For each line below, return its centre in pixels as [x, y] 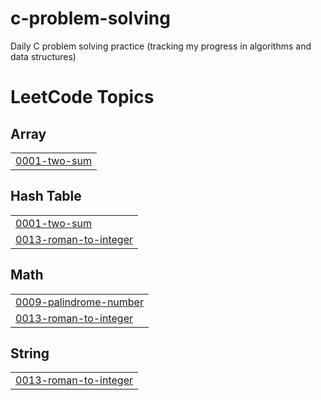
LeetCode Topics [82, 97]
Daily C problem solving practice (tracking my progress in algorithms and [161, 46]
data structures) [43, 56]
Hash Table [46, 196]
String [30, 353]
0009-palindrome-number [79, 302]
